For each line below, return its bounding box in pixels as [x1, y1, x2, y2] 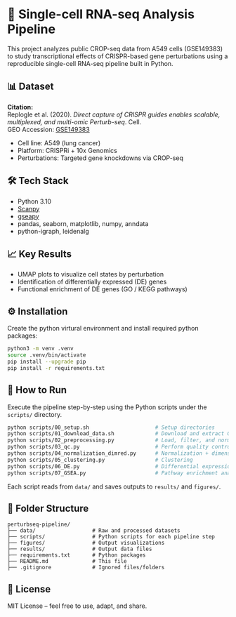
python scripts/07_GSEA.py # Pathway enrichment [7, 470, 218, 477]
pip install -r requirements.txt [7, 364, 105, 371]
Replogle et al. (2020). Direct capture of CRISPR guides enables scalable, [7, 110, 221, 119]
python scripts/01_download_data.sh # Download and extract [7, 430, 225, 437]
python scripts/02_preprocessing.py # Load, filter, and [7, 437, 216, 444]
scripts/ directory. [7, 410, 62, 418]
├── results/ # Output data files [7, 545, 152, 553]
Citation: [7, 102, 34, 111]
